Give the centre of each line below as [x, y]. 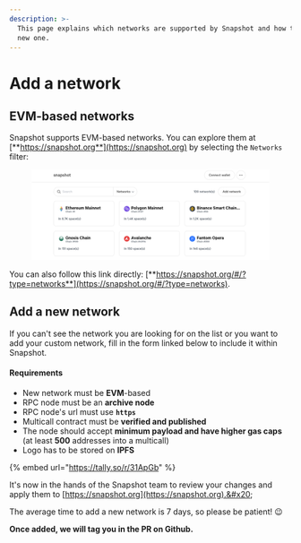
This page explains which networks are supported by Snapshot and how [152, 28]
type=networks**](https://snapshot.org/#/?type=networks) [119, 283]
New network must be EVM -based [86, 392]
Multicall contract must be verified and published [114, 421]
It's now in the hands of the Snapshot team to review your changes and [141, 485]
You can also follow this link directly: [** [83, 274]
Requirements [36, 373]
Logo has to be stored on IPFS [78, 450]
